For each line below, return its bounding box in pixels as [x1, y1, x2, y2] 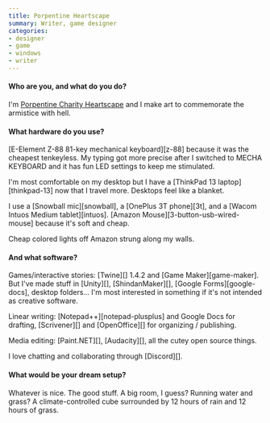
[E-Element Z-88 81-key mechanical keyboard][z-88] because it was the [8, 144, 250, 154]
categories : [8, 27, 48, 35]
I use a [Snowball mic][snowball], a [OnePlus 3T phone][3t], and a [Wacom [8, 201, 257, 211]
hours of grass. [8, 404, 59, 415]
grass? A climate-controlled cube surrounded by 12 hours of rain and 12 [8, 396, 247, 406]
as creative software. [8, 296, 78, 306]
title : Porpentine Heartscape [8, 11, 110, 20]
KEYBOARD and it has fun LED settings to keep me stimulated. [8, 162, 215, 172]
